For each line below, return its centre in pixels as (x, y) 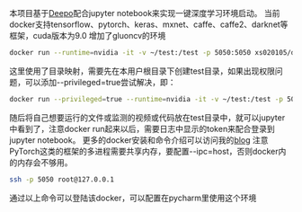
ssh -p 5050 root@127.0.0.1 (62, 179)
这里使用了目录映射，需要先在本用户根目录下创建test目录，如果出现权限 (142, 71)
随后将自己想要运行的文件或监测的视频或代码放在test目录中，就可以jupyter (147, 117)
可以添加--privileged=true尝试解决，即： (100, 82)
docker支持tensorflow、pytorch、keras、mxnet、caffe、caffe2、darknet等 (149, 24)
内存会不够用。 (44, 162)
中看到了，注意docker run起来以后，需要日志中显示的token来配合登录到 (142, 128)
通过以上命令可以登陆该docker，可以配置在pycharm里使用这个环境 (133, 198)
